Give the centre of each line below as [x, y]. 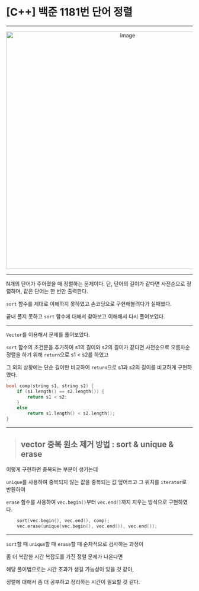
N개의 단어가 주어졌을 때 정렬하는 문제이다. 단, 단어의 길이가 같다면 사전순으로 [96, 283]
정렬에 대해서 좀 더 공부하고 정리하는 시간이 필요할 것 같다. [73, 581]
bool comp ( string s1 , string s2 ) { [50, 386]
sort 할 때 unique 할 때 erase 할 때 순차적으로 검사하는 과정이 [75, 543]
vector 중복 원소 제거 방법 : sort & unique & [97, 445]
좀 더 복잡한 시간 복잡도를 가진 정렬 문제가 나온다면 [65, 557]
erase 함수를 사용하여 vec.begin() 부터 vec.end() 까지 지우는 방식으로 [87, 502]
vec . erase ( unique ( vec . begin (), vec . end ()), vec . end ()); [87, 526]
